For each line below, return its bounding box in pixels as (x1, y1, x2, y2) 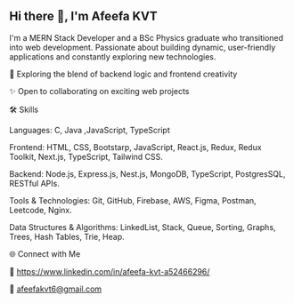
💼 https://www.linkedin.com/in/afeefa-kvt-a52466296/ (9, 266, 210, 276)
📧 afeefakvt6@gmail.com (9, 283, 102, 294)
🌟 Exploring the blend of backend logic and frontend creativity (9, 68, 238, 79)
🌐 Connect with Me (9, 248, 81, 259)
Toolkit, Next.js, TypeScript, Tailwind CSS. (9, 151, 163, 162)
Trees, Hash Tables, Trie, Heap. (9, 231, 125, 242)
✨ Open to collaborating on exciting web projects (9, 85, 190, 96)
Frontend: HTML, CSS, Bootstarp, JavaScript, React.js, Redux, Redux (9, 141, 262, 152)
